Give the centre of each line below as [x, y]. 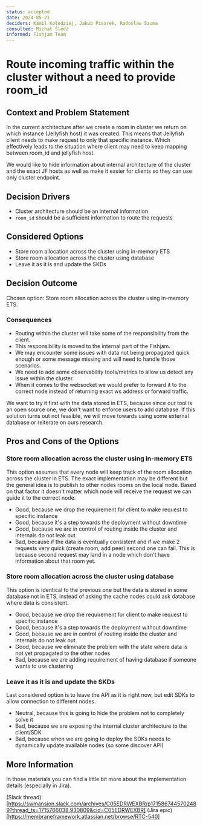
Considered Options [45, 237]
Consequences [29, 320]
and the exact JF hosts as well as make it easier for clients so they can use [99, 171]
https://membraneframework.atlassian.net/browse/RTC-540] [84, 816]
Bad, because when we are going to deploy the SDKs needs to [93, 739]
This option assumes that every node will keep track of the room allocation [99, 472]
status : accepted [28, 12]
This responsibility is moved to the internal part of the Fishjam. [93, 346]
